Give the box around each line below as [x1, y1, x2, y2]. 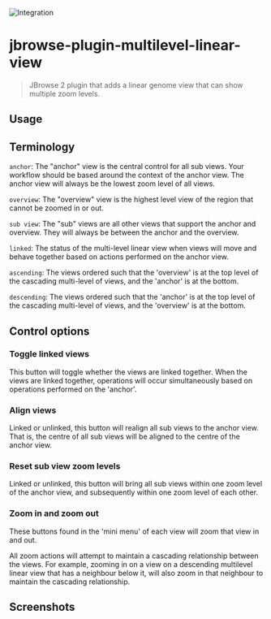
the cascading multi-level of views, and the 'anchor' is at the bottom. [9, 276, 239, 286]
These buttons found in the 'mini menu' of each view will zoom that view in [9, 526, 260, 536]
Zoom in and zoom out [9, 508, 100, 519]
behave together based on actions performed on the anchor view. [9, 252, 230, 262]
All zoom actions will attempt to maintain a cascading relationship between [9, 551, 259, 561]
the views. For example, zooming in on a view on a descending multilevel [9, 559, 253, 569]
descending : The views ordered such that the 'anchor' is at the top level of [9, 292, 256, 302]
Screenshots [9, 600, 75, 614]
